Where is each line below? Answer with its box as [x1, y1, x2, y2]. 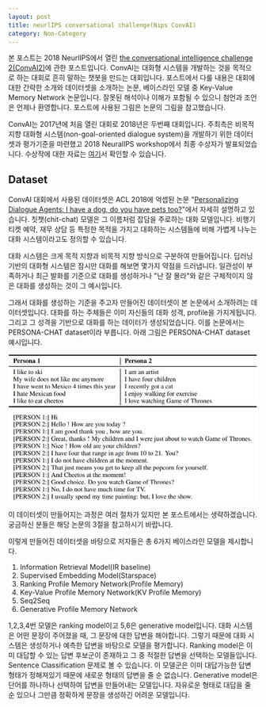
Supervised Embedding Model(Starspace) [19, 571, 157, 580]
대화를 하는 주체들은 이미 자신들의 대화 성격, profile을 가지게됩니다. [50, 308, 257, 317]
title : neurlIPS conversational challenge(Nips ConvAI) [8, 21, 196, 29]
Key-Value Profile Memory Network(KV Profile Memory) [19, 587, 202, 598]
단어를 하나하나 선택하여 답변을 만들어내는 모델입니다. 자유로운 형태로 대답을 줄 [8, 680, 252, 690]
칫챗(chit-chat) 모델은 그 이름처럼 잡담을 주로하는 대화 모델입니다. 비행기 [31, 215, 256, 224]
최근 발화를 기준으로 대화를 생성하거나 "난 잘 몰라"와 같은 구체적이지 [35, 271, 245, 281]
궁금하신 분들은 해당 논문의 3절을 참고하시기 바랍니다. [8, 520, 173, 529]
